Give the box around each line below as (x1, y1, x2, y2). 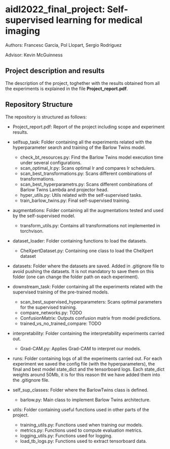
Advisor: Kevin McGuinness (5, 52, 63, 58)
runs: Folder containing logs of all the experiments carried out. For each (12, 355, 162, 362)
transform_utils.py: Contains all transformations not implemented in (20, 222, 160, 228)
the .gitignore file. (12, 377, 50, 383)
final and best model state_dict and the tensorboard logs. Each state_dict (12, 366, 165, 372)
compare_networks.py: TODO (20, 309, 82, 316)
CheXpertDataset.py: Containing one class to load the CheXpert (20, 248, 153, 254)
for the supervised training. (20, 304, 77, 310)
